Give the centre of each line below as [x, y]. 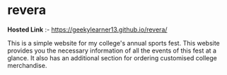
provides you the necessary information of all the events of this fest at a [112, 50]
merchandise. [27, 65]
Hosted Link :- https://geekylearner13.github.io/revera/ [87, 29]
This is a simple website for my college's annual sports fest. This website [114, 43]
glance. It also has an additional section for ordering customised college [112, 57]
